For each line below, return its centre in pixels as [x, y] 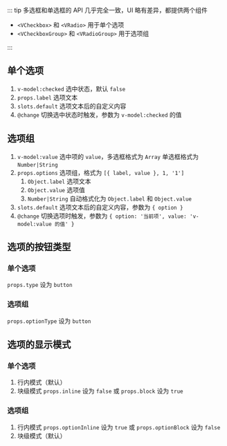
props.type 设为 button [40, 285]
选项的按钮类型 [39, 247]
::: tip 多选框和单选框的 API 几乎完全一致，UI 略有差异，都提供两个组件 [107, 10]
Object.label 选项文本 [59, 181]
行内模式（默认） [42, 382]
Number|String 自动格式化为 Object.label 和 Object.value [110, 198]
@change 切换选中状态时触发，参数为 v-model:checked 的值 [99, 114]
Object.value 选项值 [56, 189]
